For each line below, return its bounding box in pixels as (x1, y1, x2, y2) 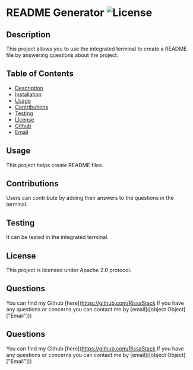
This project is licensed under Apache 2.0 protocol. (6, 267, 132, 274)
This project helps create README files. (6, 161, 104, 168)
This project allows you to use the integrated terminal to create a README (6, 45, 187, 52)
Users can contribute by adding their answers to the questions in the (6, 194, 174, 202)
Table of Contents (6, 69, 74, 79)
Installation (14, 91, 42, 98)
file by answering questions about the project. (6, 52, 119, 59)
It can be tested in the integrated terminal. (6, 234, 109, 241)
